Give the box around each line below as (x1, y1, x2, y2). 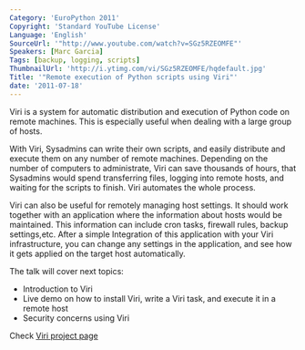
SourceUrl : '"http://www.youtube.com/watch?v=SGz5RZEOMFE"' (9, 38, 243, 48)
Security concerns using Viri (22, 312, 130, 324)
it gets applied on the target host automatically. (9, 248, 187, 259)
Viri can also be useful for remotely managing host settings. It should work (9, 200, 289, 211)
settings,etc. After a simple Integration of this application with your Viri (9, 229, 274, 240)
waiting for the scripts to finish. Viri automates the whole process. (9, 181, 257, 192)
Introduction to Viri (22, 283, 93, 294)
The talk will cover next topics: (9, 265, 125, 276)
